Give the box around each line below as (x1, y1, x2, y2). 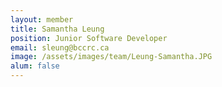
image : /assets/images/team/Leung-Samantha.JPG (10, 52, 213, 62)
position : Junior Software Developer (10, 33, 168, 43)
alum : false (10, 61, 60, 71)
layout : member (10, 14, 74, 25)
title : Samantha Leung (10, 24, 105, 34)
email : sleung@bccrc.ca (10, 42, 110, 53)
